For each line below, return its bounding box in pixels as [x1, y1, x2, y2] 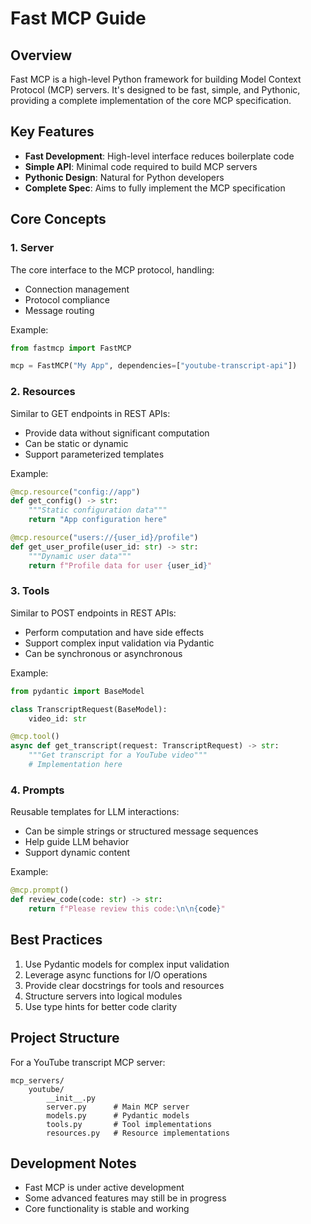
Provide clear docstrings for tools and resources [24, 979, 225, 991]
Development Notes [10, 1155, 137, 1172]
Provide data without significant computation [24, 427, 210, 439]
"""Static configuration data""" [28, 505, 168, 516]
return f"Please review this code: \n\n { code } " [28, 904, 226, 914]
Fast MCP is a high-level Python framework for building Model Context [10, 73, 302, 85]
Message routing [24, 304, 95, 316]
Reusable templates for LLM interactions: [10, 806, 180, 818]
